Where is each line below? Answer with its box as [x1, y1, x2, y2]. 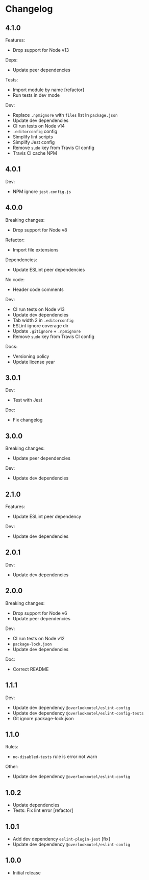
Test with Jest [12, 397, 42, 403]
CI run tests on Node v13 [12, 306, 65, 312]
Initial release [12, 869, 41, 876]
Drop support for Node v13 [12, 47, 69, 53]
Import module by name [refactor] [12, 87, 84, 93]
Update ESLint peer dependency [12, 513, 82, 520]
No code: [5, 276, 25, 282]
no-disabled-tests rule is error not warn [12, 753, 97, 760]
